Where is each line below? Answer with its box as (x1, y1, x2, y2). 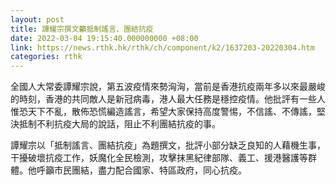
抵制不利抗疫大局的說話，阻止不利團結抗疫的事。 (18, 118, 221, 130)
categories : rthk (10, 52, 83, 62)
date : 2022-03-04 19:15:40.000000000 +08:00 (10, 33, 199, 43)
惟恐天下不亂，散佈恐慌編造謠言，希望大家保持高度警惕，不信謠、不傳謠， (10, 106, 317, 118)
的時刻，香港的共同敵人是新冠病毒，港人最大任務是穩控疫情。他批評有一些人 (10, 93, 326, 105)
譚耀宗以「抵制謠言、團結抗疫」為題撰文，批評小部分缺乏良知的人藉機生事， (10, 139, 326, 151)
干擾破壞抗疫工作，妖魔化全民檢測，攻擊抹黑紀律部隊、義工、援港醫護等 (10, 152, 308, 164)
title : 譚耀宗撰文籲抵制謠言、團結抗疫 (10, 24, 154, 34)
